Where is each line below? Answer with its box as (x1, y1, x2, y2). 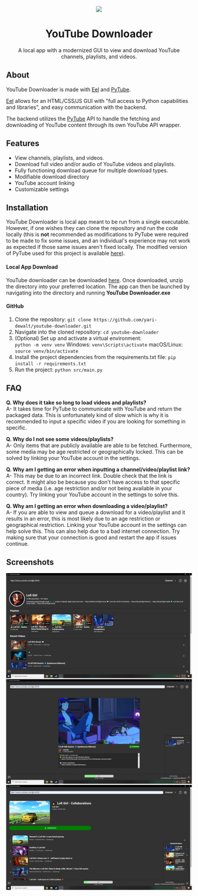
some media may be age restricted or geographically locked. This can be (6, 448, 184, 455)
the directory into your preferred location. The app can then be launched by (6, 283, 190, 290)
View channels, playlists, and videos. (14, 154, 104, 161)
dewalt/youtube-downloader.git (14, 323, 92, 329)
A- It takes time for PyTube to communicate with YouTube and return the (6, 405, 181, 412)
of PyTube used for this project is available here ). (6, 250, 126, 257)
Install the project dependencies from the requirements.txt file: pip (14, 353, 176, 360)
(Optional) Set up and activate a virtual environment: (14, 334, 142, 342)
